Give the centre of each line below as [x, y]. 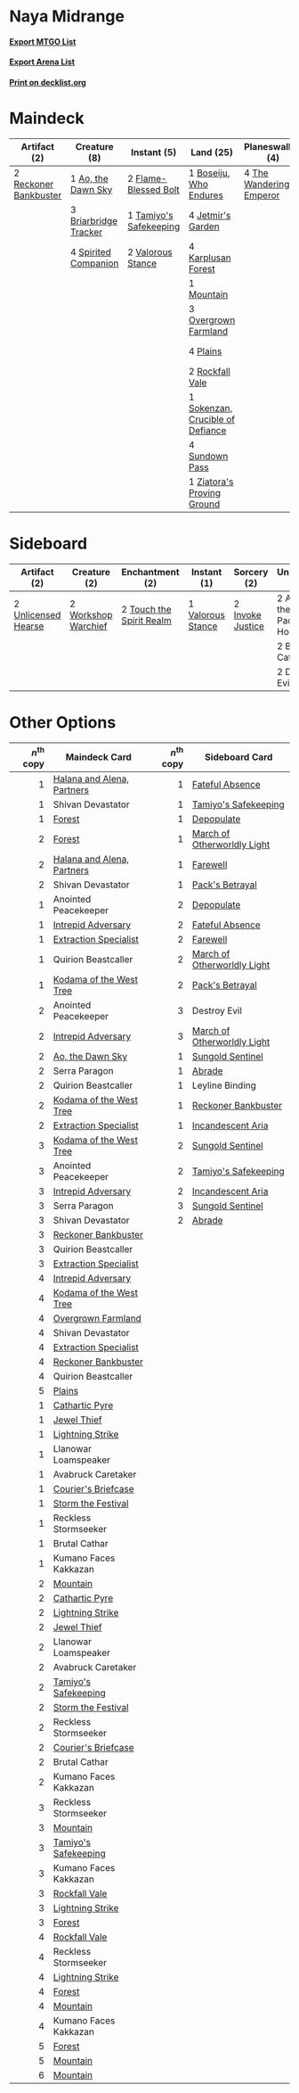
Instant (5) [154, 152]
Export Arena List [42, 62]
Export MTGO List [43, 41]
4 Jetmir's [210, 215]
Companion [94, 263]
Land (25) [212, 152]
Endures [206, 195]
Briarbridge [94, 220]
